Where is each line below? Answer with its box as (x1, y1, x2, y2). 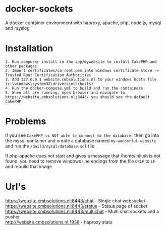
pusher (5, 213, 20, 219)
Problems (5, 116, 46, 127)
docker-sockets (5, 3, 73, 15)
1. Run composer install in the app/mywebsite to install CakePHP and (5, 59, 157, 64)
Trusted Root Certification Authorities (5, 72, 92, 78)
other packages (5, 63, 37, 68)
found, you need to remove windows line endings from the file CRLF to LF (5, 158, 155, 164)
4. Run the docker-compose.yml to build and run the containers (5, 86, 143, 91)
